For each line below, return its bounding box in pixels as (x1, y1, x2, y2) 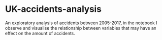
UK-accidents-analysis (5, 3, 102, 15)
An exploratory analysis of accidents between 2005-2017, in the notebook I (5, 20, 158, 26)
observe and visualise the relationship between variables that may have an (5, 25, 157, 31)
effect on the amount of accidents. (5, 30, 75, 36)
